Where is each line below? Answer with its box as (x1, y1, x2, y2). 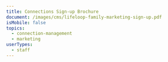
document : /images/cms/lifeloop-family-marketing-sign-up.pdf (6, 14, 162, 20)
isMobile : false (6, 19, 46, 25)
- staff (11, 47, 31, 53)
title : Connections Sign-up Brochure (6, 8, 99, 15)
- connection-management (11, 31, 73, 37)
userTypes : (6, 42, 33, 48)
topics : (6, 25, 25, 31)
